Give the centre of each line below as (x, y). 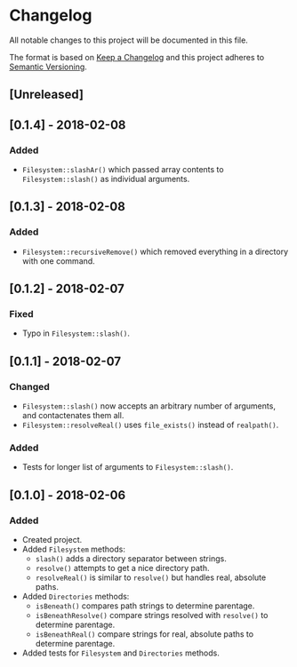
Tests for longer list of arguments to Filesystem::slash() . (128, 467)
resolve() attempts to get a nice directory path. (122, 568)
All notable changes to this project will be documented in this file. (129, 40)
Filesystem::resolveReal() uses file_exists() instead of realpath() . (150, 425)
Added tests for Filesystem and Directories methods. (120, 653)
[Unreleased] (47, 95)
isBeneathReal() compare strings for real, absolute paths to (144, 634)
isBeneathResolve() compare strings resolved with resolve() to (152, 615)
